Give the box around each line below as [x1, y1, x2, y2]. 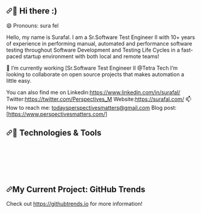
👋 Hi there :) [12, 6, 57, 16]
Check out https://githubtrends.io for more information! [6, 200, 143, 208]
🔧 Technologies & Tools [12, 128, 102, 138]
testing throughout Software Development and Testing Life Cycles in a [6, 46, 181, 53]
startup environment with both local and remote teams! [23, 52, 159, 60]
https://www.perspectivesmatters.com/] [8, 110, 108, 118]
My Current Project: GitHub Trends [12, 184, 146, 195]
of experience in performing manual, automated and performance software [6, 40, 193, 47]
